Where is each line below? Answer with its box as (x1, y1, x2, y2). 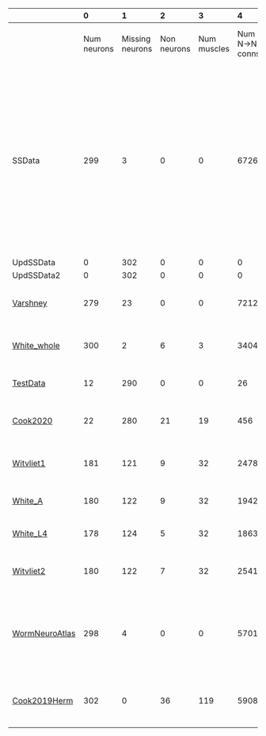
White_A (12, 495, 44, 506)
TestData (12, 377, 46, 389)
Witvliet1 (12, 458, 46, 469)
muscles (198, 44, 230, 54)
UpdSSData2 (12, 270, 61, 280)
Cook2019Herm (12, 696, 74, 706)
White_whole (12, 340, 61, 351)
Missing (121, 33, 151, 44)
